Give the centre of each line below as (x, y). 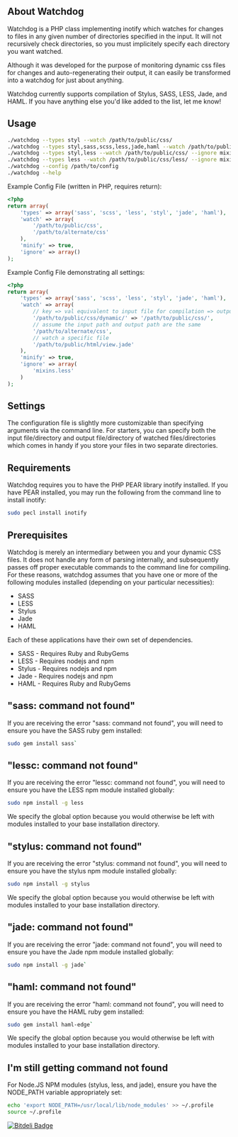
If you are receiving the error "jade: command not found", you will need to (115, 944)
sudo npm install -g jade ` (47, 965)
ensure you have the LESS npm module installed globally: (91, 790)
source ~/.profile (34, 1112)
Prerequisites (38, 535)
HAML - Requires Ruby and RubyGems (74, 684)
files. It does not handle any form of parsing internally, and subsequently (113, 560)
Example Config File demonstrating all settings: (76, 272)
